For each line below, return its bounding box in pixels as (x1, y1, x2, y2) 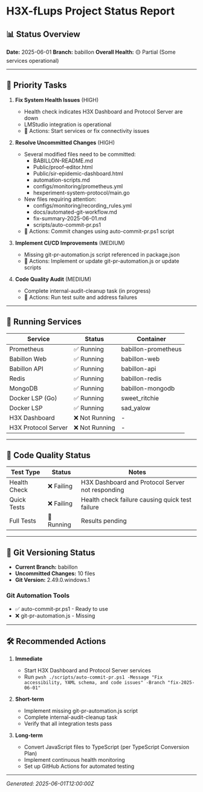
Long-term (14, 732, 43, 739)
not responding (80, 486, 124, 494)
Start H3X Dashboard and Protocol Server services (24, 667, 151, 674)
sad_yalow (121, 403, 151, 412)
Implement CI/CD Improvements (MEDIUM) (14, 239, 125, 246)
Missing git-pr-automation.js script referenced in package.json (24, 251, 180, 258)
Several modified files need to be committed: (24, 150, 136, 158)
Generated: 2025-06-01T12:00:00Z (6, 780, 95, 787)
